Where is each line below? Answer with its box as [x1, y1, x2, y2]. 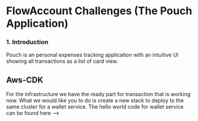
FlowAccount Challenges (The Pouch [6, 4, 193, 18]
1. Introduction [6, 38, 49, 46]
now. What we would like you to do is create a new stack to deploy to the [6, 97, 184, 104]
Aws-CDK [6, 75, 43, 85]
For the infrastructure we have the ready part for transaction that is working [6, 91, 191, 98]
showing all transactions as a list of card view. [6, 58, 119, 65]
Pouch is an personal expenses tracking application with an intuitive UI [6, 52, 179, 59]
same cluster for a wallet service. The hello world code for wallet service [6, 103, 184, 110]
